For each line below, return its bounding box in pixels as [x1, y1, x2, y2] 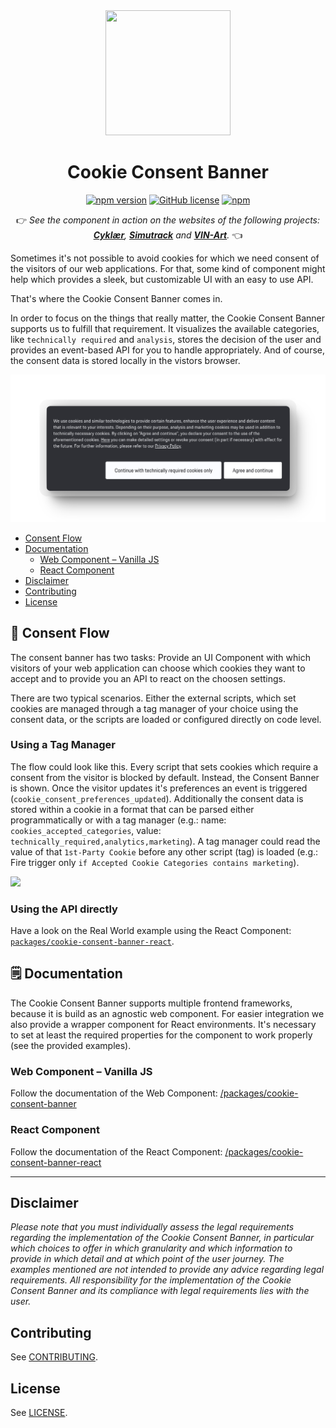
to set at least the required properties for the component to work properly [10, 1029, 313, 1041]
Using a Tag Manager [10, 738, 116, 752]
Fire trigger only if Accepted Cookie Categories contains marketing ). [10, 856, 300, 868]
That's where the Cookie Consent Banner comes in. [10, 292, 223, 304]
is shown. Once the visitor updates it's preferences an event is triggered [10, 782, 308, 794]
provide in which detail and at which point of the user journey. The [10, 1253, 285, 1265]
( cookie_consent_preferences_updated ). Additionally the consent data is [10, 792, 304, 804]
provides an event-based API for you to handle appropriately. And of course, [10, 344, 325, 356]
